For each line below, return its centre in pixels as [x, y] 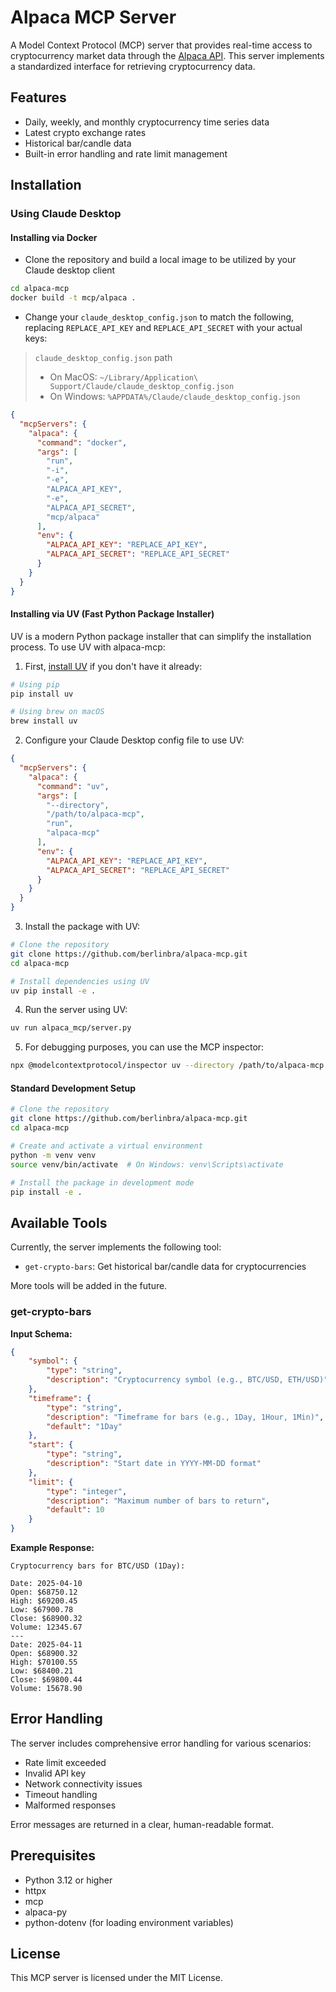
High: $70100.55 [44, 1662]
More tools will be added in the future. [89, 1286]
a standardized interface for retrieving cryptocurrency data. [133, 66]
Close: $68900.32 [46, 1619]
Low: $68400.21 [42, 1671]
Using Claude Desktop [66, 214]
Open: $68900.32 [44, 1654]
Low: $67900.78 [42, 1610]
